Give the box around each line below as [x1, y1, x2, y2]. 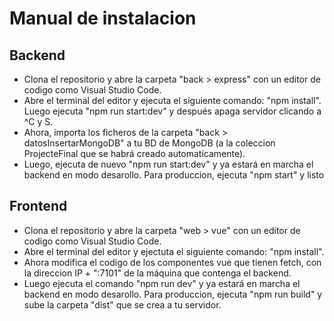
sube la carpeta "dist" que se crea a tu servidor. [23, 298, 222, 311]
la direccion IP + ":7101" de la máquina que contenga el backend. [23, 267, 292, 279]
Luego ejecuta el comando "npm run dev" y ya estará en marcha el [23, 277, 301, 289]
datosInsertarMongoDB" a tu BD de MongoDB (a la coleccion [23, 137, 276, 149]
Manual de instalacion [9, 7, 197, 30]
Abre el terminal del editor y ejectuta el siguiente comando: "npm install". [23, 245, 325, 257]
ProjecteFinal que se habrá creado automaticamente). [23, 148, 246, 159]
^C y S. [23, 116, 54, 127]
